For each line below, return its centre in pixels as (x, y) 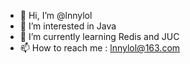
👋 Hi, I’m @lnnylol (56, 15)
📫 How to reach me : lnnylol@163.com (100, 48)
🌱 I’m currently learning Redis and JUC (99, 36)
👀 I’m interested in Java (68, 26)
